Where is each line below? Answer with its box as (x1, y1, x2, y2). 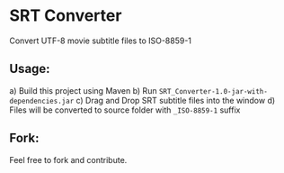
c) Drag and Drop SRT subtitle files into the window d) (75, 95, 276, 105)
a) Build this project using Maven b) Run (9, 85, 157, 96)
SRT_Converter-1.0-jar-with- (158, 86, 268, 96)
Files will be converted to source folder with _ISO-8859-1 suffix (9, 105, 241, 115)
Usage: (9, 61, 51, 77)
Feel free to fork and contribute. (9, 154, 128, 165)
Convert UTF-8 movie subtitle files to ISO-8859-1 (9, 35, 191, 46)
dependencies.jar (9, 96, 75, 105)
